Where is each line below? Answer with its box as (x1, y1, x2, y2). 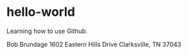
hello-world (6, 4, 76, 20)
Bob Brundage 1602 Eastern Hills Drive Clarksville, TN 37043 (6, 40, 182, 48)
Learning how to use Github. (6, 27, 88, 35)
